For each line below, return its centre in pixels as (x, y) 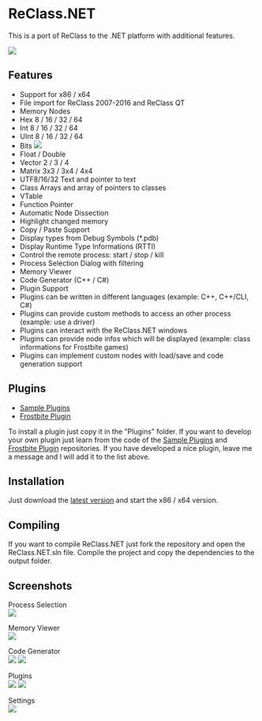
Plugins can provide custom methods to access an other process (125, 314)
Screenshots (40, 586)
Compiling (34, 525)
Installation (36, 481)
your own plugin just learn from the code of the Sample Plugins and (118, 440)
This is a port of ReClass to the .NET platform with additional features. (122, 36)
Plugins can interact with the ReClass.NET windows (103, 330)
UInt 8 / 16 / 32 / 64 (51, 136)
